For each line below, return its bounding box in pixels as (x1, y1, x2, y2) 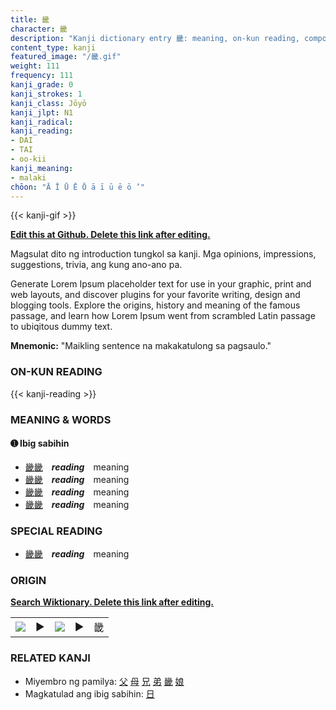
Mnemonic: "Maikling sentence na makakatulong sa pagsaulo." (10, 340, 272, 352)
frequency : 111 (10, 71, 74, 81)
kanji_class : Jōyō (10, 98, 87, 108)
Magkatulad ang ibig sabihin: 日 (24, 687, 155, 700)
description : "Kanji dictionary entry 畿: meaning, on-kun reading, (10, 33, 300, 43)
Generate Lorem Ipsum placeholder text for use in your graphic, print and (10, 278, 312, 290)
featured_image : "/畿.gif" (10, 52, 122, 62)
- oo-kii (10, 154, 47, 164)
